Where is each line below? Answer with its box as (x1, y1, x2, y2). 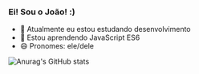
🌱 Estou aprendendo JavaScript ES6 (19, 33, 140, 42)
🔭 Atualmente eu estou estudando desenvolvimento (19, 25, 191, 34)
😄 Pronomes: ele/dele (19, 41, 95, 51)
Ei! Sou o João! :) (8, 6, 75, 18)
